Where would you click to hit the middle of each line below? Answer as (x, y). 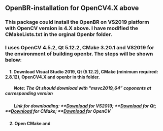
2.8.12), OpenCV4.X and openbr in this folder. (52, 77)
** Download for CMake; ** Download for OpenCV (58, 111)
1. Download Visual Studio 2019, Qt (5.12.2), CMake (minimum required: (84, 71)
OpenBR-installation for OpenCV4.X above (72, 8)
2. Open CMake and (30, 124)
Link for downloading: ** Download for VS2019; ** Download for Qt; (85, 106)
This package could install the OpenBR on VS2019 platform (77, 22)
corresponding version (29, 94)
